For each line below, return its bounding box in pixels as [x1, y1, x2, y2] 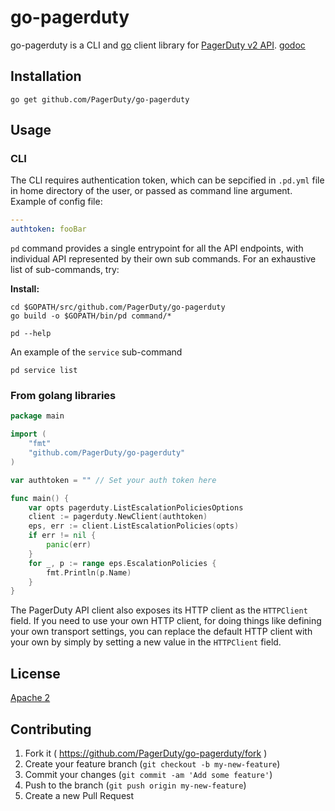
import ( [10, 429, 47, 440]
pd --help [10, 329, 52, 339]
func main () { [10, 493, 70, 503]
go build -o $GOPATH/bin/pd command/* [10, 311, 172, 321]
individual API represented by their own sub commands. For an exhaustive [10, 253, 317, 265]
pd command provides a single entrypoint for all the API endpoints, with [10, 242, 304, 255]
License [10, 665, 61, 682]
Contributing [10, 721, 92, 738]
